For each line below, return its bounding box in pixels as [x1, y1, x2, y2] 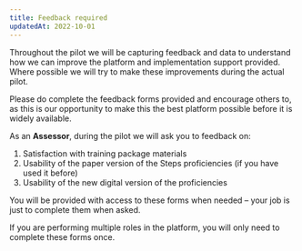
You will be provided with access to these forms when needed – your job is [9, 195, 290, 206]
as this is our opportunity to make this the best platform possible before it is [9, 103, 293, 114]
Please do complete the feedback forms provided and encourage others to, [9, 93, 292, 105]
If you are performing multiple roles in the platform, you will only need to [9, 222, 280, 233]
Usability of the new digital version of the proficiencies [22, 176, 227, 187]
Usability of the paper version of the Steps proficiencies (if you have [22, 157, 279, 168]
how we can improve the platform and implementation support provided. [9, 56, 281, 67]
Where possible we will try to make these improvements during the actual [9, 65, 285, 77]
